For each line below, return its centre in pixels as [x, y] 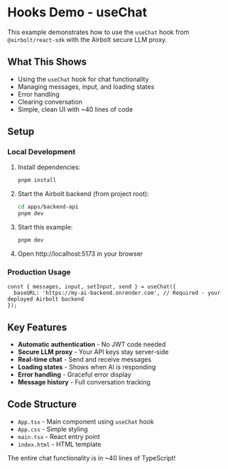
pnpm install [37, 180]
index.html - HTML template [59, 444]
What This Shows [47, 62]
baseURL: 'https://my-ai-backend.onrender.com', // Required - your [117, 293]
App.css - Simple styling [53, 429]
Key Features [37, 327]
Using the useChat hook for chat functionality [83, 79]
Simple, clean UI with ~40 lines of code [75, 109]
